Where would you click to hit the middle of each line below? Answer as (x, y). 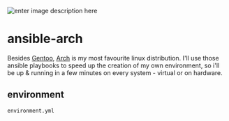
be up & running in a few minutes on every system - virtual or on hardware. (115, 72)
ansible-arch (45, 39)
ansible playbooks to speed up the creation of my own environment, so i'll (113, 65)
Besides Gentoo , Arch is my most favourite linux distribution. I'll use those (113, 58)
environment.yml (31, 111)
